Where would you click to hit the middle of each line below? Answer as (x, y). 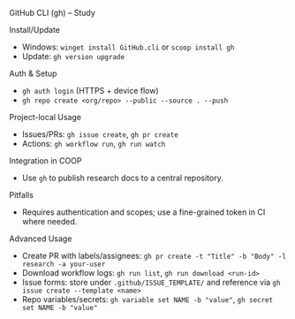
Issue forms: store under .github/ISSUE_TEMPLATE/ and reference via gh (151, 282)
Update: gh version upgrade (73, 56)
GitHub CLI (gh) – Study (52, 13)
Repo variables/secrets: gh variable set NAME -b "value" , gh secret (147, 299)
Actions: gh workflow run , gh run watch (94, 144)
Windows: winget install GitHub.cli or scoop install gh (128, 47)
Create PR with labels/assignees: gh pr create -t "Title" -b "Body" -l (154, 256)
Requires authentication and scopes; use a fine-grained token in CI (144, 212)
